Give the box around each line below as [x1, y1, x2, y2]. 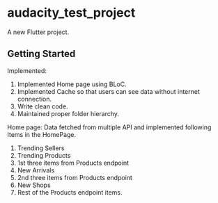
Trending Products [17, 151, 71, 159]
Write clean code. [17, 102, 68, 111]
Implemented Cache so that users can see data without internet [17, 87, 201, 95]
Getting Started [7, 48, 76, 60]
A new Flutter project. [7, 28, 70, 36]
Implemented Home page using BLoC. [17, 80, 127, 88]
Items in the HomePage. [7, 130, 77, 138]
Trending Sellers [17, 144, 65, 152]
